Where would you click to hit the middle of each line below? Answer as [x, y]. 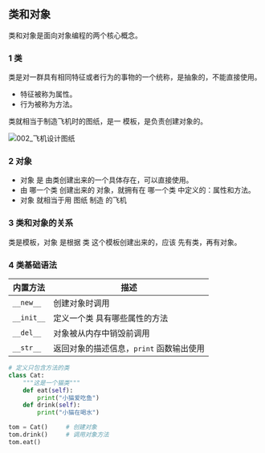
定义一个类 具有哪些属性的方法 [111, 318]
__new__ [27, 302]
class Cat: [26, 375]
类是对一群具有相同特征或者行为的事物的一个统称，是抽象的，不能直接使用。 [135, 77]
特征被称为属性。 [48, 94]
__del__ [27, 333]
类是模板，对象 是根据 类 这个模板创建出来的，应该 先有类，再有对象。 [125, 242]
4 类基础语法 [33, 265]
